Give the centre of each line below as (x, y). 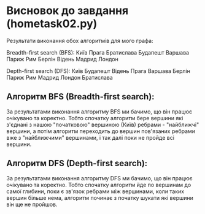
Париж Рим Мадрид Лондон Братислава (60, 77)
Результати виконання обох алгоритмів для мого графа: (80, 40)
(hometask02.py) (52, 24)
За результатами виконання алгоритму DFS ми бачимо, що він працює (100, 178)
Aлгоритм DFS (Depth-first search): (77, 163)
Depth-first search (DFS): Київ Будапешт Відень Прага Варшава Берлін (98, 71)
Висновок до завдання (68, 11)
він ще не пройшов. (32, 204)
